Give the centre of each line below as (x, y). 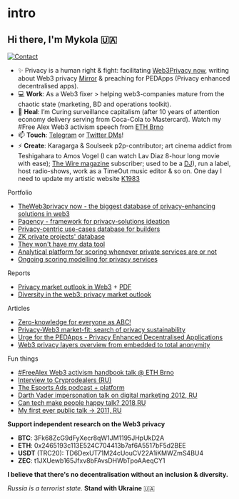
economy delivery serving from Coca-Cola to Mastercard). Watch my (119, 119)
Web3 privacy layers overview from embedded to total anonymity (114, 345)
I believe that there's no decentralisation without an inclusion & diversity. (118, 474)
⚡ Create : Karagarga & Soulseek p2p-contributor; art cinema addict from (124, 145)
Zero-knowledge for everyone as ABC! (75, 322)
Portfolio (20, 192)
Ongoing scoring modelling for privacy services (88, 259)
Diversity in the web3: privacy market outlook (85, 294)
